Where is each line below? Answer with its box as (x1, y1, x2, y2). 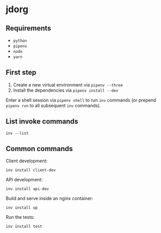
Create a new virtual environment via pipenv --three (13, 81, 123, 88)
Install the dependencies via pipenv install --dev (13, 87, 118, 93)
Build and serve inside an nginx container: (6, 195, 93, 201)
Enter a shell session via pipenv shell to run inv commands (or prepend (6, 97, 156, 103)
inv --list (6, 131, 29, 136)
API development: (6, 177, 43, 183)
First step (6, 68, 36, 77)
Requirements (6, 24, 51, 33)
